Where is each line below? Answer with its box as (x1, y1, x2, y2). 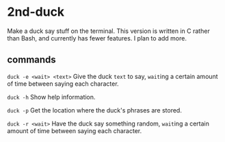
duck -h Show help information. (7, 93, 96, 101)
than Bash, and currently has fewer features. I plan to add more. (7, 34, 187, 42)
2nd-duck (7, 4, 65, 20)
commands (7, 54, 56, 66)
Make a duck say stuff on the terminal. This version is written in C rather (7, 27, 210, 35)
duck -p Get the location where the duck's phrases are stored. (7, 106, 183, 114)
